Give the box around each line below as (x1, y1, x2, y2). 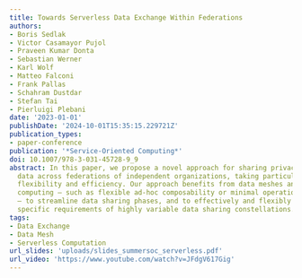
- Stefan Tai (9, 96, 58, 106)
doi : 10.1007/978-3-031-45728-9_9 (9, 154, 139, 164)
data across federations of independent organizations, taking (17, 171, 259, 180)
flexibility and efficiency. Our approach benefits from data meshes (17, 180, 283, 189)
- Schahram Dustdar (9, 88, 83, 97)
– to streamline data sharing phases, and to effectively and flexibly (17, 196, 292, 206)
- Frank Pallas (9, 80, 67, 89)
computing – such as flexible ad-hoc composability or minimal (17, 188, 259, 197)
